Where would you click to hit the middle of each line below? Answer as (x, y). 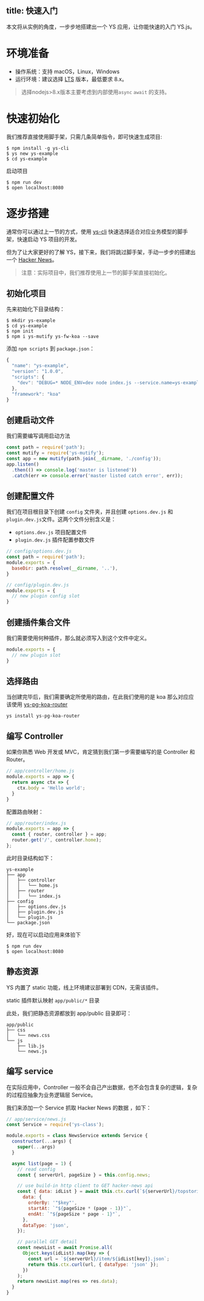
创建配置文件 (30, 496)
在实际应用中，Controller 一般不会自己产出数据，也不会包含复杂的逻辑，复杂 (102, 1087)
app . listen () (23, 464)
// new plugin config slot (46, 596)
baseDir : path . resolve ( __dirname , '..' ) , (65, 568)
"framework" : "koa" (36, 394)
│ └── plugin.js (29, 917)
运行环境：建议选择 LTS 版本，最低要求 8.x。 (71, 79)
